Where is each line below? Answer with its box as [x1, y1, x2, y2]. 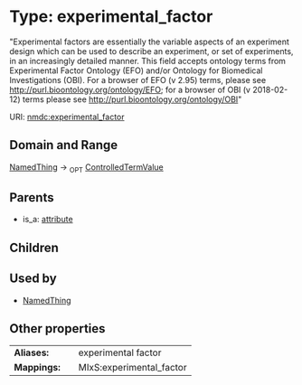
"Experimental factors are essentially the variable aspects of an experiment [9, 36, 289, 47]
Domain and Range [9, 137, 118, 153]
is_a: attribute [22, 214, 74, 225]
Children [9, 239, 59, 255]
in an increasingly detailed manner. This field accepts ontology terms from [9, 55, 287, 66]
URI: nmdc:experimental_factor [9, 111, 125, 122]
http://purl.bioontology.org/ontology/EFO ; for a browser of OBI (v [9, 84, 251, 95]
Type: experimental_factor [9, 6, 213, 27]
